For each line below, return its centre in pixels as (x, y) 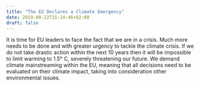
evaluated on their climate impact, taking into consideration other (87, 72)
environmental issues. (33, 78)
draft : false (22, 23)
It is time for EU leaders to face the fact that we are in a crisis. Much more (97, 40)
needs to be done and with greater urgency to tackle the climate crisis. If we (100, 46)
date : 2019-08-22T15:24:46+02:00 (48, 17)
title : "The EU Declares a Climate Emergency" (65, 12)
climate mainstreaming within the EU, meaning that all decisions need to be (99, 65)
